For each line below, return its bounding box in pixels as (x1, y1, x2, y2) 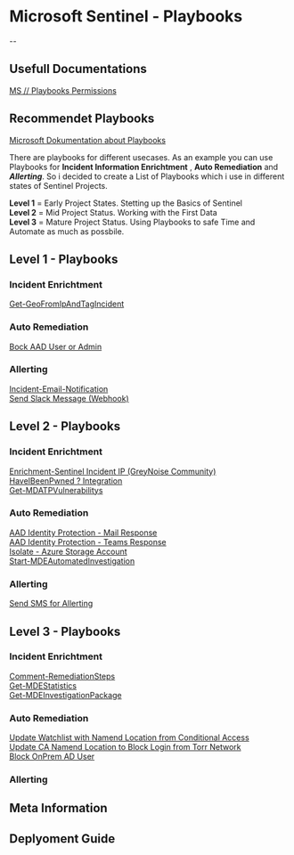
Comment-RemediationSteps (9, 671, 116, 681)
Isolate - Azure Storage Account (9, 546, 127, 557)
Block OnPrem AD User (9, 751, 95, 762)
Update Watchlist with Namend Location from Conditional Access (9, 732, 249, 743)
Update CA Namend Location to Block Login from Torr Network (9, 742, 241, 753)
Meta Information (9, 801, 109, 816)
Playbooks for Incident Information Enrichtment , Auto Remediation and (9, 161, 279, 172)
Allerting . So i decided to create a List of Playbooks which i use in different (9, 171, 285, 182)
